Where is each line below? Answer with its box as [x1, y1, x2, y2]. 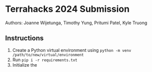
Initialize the [12, 62, 37, 68]
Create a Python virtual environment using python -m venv [12, 47, 132, 53]
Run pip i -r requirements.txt [12, 57, 78, 63]
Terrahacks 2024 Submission [5, 3, 130, 15]
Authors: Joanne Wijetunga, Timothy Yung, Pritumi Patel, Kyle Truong [5, 20, 148, 26]
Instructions [5, 34, 44, 42]
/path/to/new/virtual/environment [12, 52, 84, 57]
